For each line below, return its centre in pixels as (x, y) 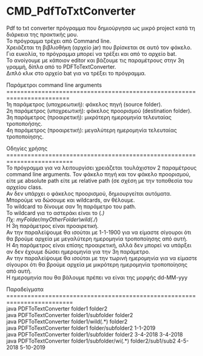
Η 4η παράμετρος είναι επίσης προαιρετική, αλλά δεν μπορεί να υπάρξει (99, 245)
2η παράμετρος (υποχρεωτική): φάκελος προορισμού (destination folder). (99, 111)
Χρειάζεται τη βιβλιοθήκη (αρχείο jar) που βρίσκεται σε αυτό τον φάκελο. (99, 47)
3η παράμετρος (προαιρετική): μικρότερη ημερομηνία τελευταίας (89, 117)
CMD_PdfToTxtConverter (71, 11)
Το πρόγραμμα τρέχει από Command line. (59, 41)
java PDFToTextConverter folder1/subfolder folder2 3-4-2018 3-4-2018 (95, 334)
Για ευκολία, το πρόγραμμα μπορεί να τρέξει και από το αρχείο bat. (92, 53)
